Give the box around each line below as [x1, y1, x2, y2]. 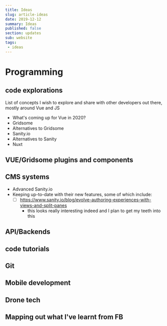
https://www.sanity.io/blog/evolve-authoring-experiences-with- [19, 197, 151, 203]
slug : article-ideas [5, 12, 48, 17]
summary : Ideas [5, 21, 37, 27]
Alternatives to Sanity [12, 136, 57, 142]
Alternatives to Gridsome [12, 125, 64, 131]
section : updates [5, 31, 41, 36]
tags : [5, 40, 16, 45]
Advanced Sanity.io [12, 186, 53, 192]
